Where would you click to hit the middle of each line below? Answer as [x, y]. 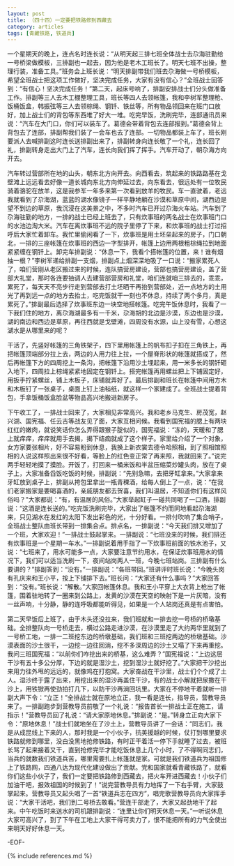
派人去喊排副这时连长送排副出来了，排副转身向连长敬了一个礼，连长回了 [117, 141]
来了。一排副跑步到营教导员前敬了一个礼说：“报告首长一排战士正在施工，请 [116, 706]
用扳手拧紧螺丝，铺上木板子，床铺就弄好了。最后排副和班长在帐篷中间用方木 [117, 380]
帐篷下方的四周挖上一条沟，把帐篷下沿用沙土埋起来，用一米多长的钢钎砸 [123, 363]
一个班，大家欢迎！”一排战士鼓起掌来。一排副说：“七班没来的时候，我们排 [114, 535]
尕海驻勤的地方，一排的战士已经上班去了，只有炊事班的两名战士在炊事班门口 [117, 217]
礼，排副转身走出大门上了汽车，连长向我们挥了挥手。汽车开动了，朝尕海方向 [117, 150]
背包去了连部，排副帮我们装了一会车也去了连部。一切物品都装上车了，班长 [114, 133]
